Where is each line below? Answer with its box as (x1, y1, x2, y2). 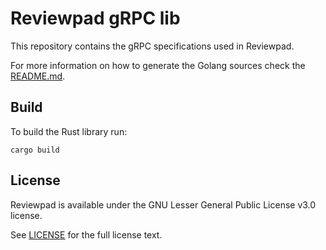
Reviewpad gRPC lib (10, 7, 181, 30)
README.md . (10, 70, 66, 82)
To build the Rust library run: (10, 125, 128, 137)
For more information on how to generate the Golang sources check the (10, 59, 306, 71)
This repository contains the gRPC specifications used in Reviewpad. (10, 40, 295, 52)
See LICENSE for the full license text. (10, 228, 163, 241)
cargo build (10, 145, 60, 155)
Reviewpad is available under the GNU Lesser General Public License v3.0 (10, 198, 317, 211)
